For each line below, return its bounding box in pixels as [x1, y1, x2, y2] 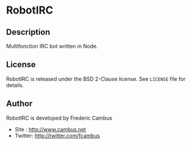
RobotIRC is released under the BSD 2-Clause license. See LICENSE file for [6, 75, 186, 83]
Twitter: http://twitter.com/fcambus [14, 132, 100, 139]
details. [6, 81, 24, 88]
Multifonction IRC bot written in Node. [6, 42, 98, 50]
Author [6, 98, 32, 109]
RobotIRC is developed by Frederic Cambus [6, 114, 112, 121]
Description [6, 27, 50, 37]
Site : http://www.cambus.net [14, 126, 86, 133]
